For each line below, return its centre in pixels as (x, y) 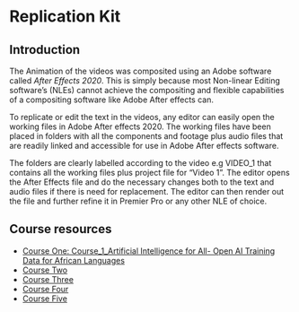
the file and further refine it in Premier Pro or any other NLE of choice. (138, 201)
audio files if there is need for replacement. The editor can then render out (147, 191)
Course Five (44, 299)
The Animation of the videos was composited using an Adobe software (141, 71)
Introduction (45, 50)
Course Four (45, 289)
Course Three (48, 279)
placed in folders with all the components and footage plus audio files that (146, 136)
